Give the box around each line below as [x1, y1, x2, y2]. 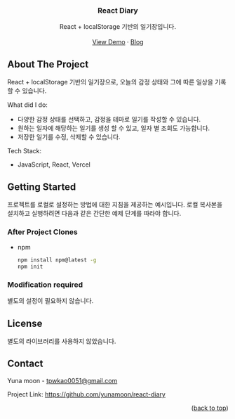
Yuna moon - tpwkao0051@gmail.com [7, 376, 118, 385]
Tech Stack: [7, 147, 42, 155]
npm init [17, 263, 43, 271]
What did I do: [7, 101, 48, 109]
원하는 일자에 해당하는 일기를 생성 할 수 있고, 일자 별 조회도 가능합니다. [17, 124, 210, 132]
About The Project [7, 58, 89, 70]
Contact [7, 358, 43, 370]
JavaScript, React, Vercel [17, 160, 91, 169]
